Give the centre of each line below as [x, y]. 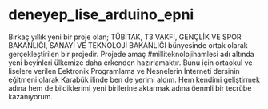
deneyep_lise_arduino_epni [101, 15]
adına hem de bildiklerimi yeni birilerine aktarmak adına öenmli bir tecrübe [130, 88]
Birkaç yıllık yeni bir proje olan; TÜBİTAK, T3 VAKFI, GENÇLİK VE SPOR [125, 37]
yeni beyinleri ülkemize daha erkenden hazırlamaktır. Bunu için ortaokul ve [130, 63]
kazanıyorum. [31, 96]
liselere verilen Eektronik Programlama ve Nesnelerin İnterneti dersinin [124, 71]
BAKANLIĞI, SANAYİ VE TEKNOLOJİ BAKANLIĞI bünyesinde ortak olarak [128, 45]
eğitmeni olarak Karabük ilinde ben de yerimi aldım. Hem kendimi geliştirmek [134, 79]
